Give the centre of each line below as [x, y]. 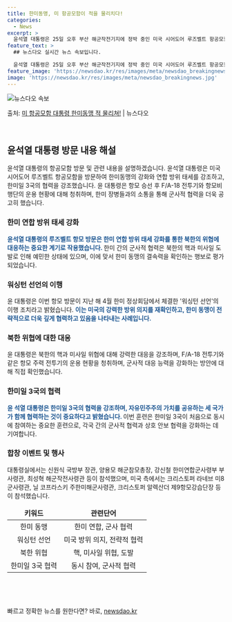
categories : [24, 20]
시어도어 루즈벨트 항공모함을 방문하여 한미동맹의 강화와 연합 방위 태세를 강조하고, [116, 177]
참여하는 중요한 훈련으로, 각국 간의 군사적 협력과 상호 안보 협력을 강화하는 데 [116, 425]
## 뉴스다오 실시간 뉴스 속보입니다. [57, 53]
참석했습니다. [32, 495]
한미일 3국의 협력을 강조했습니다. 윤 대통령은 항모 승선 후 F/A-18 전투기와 [106, 186]
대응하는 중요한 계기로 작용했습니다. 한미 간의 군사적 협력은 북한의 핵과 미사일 [111, 247]
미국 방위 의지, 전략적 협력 [104, 540]
